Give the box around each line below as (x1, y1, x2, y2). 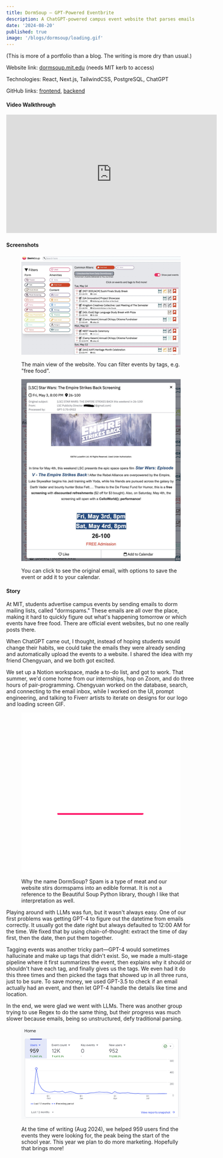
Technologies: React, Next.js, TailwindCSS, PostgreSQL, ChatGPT (6, 76, 169, 83)
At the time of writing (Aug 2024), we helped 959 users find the (21, 1125, 179, 1133)
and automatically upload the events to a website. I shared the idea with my (6, 651, 193, 658)
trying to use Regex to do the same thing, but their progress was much (6, 1009, 181, 1016)
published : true (6, 29, 47, 35)
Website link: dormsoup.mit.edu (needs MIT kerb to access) (6, 64, 154, 72)
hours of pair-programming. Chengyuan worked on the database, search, (6, 681, 188, 688)
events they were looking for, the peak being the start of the (21, 1132, 170, 1139)
